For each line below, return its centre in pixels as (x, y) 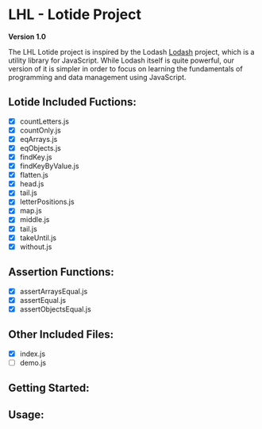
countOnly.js (40, 130)
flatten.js (34, 175)
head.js (32, 184)
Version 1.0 (27, 36)
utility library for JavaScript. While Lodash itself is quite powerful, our (121, 60)
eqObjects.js (40, 147)
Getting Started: (49, 388)
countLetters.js (44, 121)
